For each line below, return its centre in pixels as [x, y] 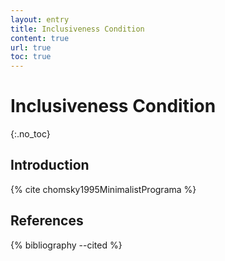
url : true [31, 47]
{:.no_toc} [30, 134]
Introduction [50, 165]
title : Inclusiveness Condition [77, 29]
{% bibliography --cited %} [66, 245]
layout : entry [40, 19]
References [47, 221]
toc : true [31, 57]
